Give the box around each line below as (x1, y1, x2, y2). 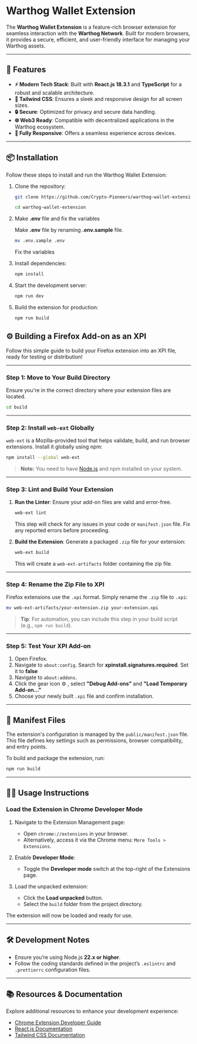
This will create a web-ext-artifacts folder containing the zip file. (14, 560, 172, 567)
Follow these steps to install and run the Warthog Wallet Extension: (6, 171, 167, 178)
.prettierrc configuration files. (14, 966, 91, 973)
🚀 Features (6, 65, 46, 75)
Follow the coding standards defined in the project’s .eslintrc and (14, 959, 176, 967)
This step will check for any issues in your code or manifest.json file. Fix (14, 521, 191, 528)
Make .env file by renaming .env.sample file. (14, 227, 124, 234)
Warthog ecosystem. (14, 123, 66, 130)
